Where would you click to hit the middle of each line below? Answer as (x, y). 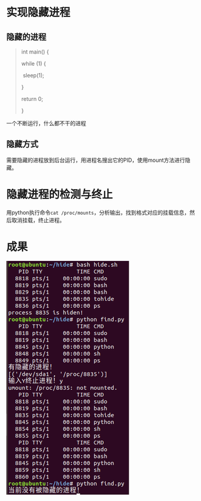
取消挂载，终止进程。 (38, 220)
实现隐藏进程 (39, 12)
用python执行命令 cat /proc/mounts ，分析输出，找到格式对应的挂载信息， (98, 212)
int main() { (35, 52)
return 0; (32, 99)
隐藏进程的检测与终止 (60, 195)
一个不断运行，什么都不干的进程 (46, 123)
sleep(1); (33, 75)
